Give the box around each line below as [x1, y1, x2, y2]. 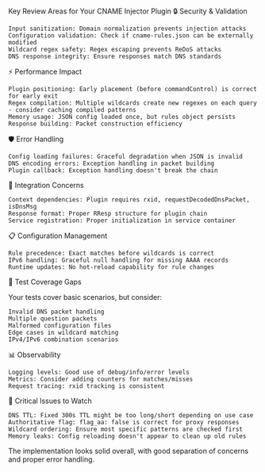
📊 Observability [8, 350, 61, 359]
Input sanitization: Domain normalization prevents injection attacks [8, 25, 247, 33]
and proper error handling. [8, 455, 95, 464]
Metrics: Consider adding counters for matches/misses [8, 375, 194, 383]
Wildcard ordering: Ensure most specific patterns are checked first [8, 425, 244, 433]
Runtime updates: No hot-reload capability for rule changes [8, 263, 215, 271]
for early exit [8, 92, 59, 100]
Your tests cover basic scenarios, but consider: [8, 293, 163, 301]
